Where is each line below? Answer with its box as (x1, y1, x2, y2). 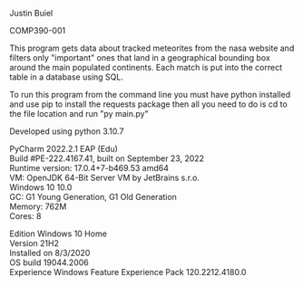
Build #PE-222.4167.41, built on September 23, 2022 (9, 153, 205, 164)
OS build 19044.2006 (9, 257, 89, 268)
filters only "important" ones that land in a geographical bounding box (9, 52, 270, 62)
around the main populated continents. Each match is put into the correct (9, 62, 283, 72)
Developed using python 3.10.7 (9, 126, 124, 137)
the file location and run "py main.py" (9, 109, 149, 119)
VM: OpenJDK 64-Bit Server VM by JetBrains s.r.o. (9, 172, 200, 183)
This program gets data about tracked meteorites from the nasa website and (9, 43, 295, 53)
